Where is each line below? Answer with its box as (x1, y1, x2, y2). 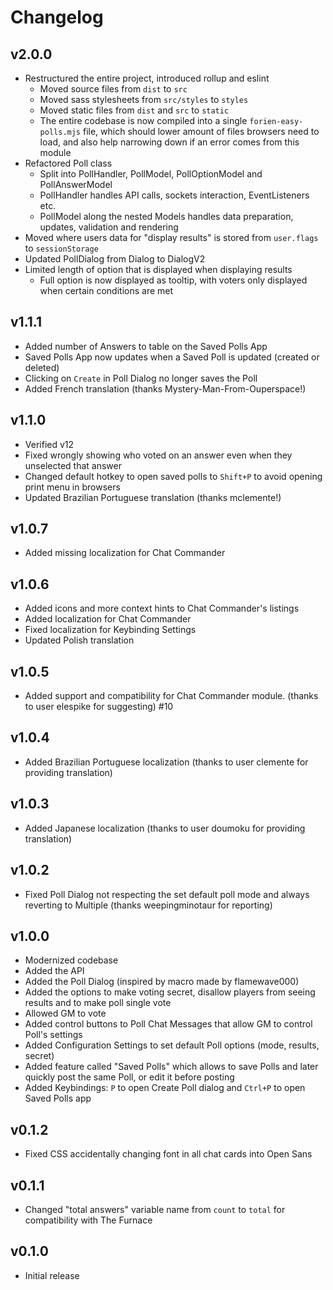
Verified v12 (24, 438, 75, 450)
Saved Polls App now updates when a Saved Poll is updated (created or (24, 351, 320, 363)
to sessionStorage (24, 242, 99, 254)
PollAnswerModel (39, 179, 113, 190)
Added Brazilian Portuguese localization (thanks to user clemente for (24, 756, 309, 768)
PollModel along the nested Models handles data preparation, (39, 211, 294, 222)
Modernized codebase (24, 954, 119, 966)
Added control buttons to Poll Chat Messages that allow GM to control (24, 1018, 313, 1030)
